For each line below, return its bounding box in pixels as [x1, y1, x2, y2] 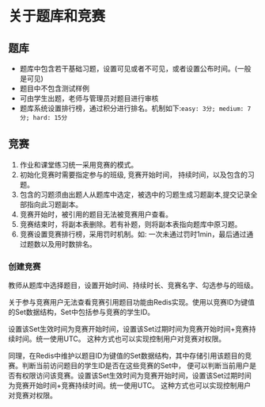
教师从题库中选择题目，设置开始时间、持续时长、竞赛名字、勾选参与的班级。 [8, 281, 258, 290]
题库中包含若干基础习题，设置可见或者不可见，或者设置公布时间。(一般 [19, 64, 252, 73]
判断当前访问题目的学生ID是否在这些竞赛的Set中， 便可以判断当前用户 [21, 361, 250, 371]
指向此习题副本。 [26, 199, 83, 209]
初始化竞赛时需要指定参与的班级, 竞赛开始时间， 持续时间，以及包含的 [19, 170, 248, 179]
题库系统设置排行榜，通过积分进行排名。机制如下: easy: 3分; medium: [19, 104, 244, 113]
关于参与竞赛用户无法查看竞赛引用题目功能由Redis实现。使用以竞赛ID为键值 [8, 298, 256, 307]
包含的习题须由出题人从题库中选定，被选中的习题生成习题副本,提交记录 [19, 190, 251, 199]
